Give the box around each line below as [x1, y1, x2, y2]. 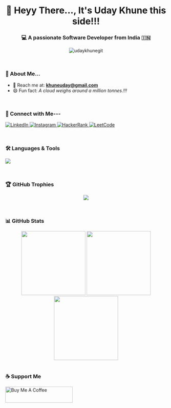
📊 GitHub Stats [5, 217, 45, 224]
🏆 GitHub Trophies [5, 181, 54, 188]
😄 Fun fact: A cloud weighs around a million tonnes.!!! [12, 87, 127, 94]
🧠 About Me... [5, 70, 40, 77]
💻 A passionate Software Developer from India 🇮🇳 [21, 34, 151, 41]
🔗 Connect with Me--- [5, 110, 61, 117]
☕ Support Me [5, 373, 41, 380]
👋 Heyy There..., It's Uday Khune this [6, 5, 166, 16]
